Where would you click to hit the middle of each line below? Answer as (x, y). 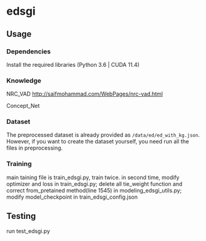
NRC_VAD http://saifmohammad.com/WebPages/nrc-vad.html (85, 94)
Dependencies (29, 52)
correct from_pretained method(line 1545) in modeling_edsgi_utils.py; (94, 190)
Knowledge (24, 80)
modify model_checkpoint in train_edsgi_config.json (72, 197)
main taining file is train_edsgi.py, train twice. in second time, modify (93, 177)
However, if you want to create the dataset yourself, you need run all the (98, 142)
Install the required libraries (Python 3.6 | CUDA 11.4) (73, 64)
